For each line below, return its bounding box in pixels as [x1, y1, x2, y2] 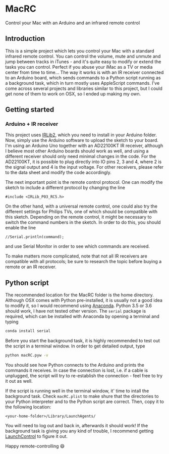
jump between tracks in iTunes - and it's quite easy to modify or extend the [5, 59, 161, 65]
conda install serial [5, 329, 51, 334]
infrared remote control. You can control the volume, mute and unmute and [5, 53, 161, 59]
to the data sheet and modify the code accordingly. [5, 170, 112, 176]
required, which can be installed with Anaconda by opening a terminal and [5, 314, 160, 320]
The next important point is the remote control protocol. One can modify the [5, 179, 163, 185]
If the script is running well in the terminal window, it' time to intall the [5, 388, 149, 394]
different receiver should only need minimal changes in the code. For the [5, 154, 156, 160]
